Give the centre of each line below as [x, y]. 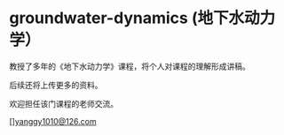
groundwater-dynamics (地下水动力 [142, 18]
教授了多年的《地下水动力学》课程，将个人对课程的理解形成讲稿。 [130, 66]
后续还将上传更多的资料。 [56, 85]
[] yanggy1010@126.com [53, 121]
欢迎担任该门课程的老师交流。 [63, 103]
